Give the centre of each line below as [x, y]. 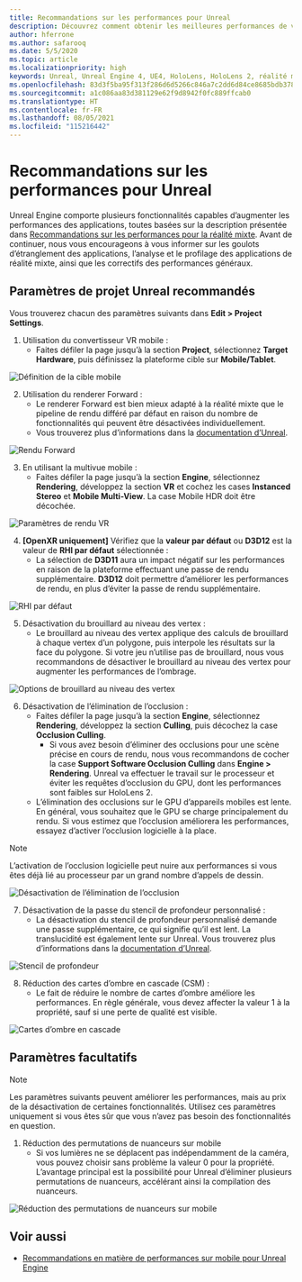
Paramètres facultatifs [73, 1058]
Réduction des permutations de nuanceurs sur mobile [122, 1143]
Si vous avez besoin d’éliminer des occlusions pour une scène [164, 744]
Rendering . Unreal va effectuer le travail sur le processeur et [162, 773]
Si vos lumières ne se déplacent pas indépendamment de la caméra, [162, 1152]
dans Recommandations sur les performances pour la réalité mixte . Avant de [151, 234]
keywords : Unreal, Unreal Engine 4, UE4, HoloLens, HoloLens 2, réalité [148, 77]
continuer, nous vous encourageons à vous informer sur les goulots [134, 243]
